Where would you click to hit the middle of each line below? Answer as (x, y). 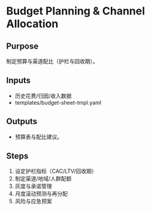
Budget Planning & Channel (76, 11)
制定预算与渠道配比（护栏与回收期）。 (52, 61)
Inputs (19, 80)
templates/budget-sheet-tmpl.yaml (58, 102)
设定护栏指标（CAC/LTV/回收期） (56, 171)
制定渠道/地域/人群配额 (43, 179)
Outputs (22, 122)
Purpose (22, 46)
